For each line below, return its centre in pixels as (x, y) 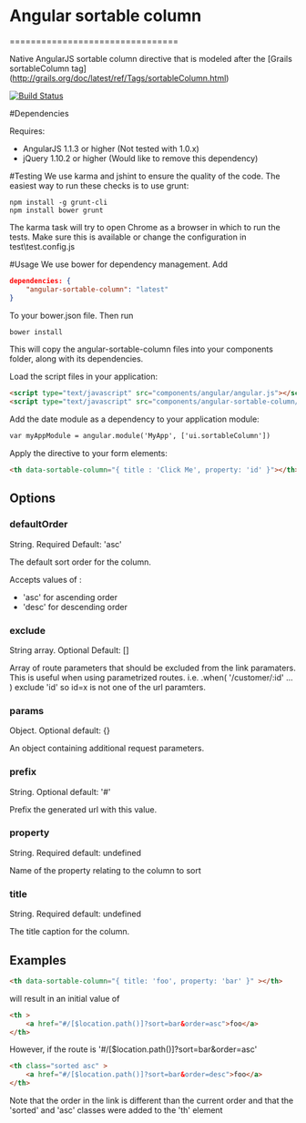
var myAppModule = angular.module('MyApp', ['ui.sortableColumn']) (140, 436)
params (26, 710)
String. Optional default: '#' (60, 791)
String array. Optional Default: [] (69, 650)
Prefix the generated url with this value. (83, 809)
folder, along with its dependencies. (76, 359)
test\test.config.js (42, 246)
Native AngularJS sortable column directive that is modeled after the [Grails (151, 58)
